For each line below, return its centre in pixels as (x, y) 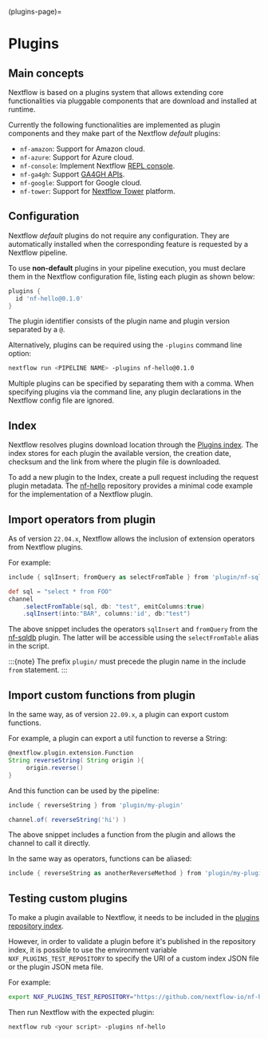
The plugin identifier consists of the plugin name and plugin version (119, 321)
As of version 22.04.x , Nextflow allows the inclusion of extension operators (132, 538)
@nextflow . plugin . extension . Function (71, 753)
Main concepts (46, 73)
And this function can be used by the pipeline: (84, 791)
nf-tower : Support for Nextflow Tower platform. (97, 191)
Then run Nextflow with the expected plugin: (81, 1012)
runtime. (22, 109)
